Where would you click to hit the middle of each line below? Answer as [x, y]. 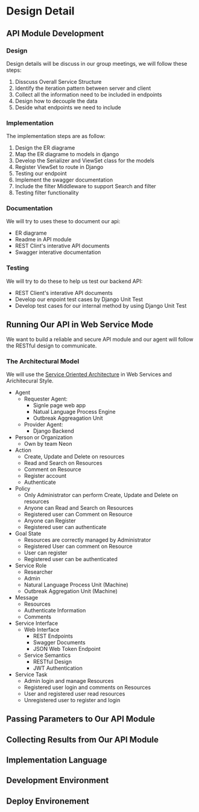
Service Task [31, 674]
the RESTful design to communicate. [52, 346]
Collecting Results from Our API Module [82, 739]
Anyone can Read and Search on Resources [79, 507]
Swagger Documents [59, 642]
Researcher [38, 572]
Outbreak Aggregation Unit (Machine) [71, 591]
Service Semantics [47, 655]
